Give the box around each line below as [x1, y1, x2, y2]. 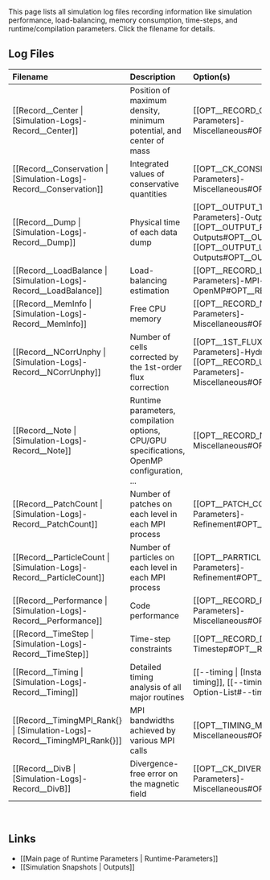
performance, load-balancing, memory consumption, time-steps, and [8, 15, 239, 25]
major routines [129, 692, 185, 703]
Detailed [129, 661, 162, 672]
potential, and [129, 125, 182, 136]
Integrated [129, 158, 170, 169]
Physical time [129, 217, 181, 228]
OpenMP [129, 455, 163, 466]
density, [129, 105, 161, 116]
